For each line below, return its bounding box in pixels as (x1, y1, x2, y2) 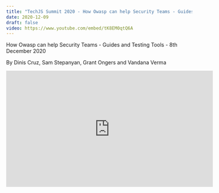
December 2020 (6, 48, 46, 55)
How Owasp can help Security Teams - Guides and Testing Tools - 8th (6, 41, 178, 48)
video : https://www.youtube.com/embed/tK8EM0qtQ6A (6, 25, 133, 31)
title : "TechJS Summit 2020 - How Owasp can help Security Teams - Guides (6, 8, 194, 15)
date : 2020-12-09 (6, 14, 49, 20)
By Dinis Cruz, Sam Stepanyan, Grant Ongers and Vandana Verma (6, 59, 166, 66)
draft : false (6, 19, 38, 25)
